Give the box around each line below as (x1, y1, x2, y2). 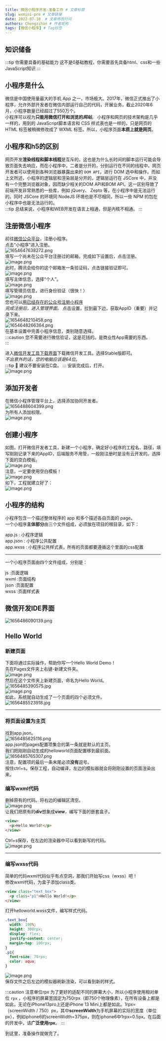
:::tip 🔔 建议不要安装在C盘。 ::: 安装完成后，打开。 (5, 362, 107, 369)
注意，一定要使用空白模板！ (5, 468, 62, 474)
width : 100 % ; (9, 922, 37, 927)
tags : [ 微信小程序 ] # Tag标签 (5, 26, 62, 31)
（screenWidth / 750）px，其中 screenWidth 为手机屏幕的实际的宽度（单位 (5, 1008, 157, 1014)
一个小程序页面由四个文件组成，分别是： (5, 559, 87, 565)
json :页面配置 (5, 582, 34, 588)
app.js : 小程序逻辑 (5, 532, 43, 538)
